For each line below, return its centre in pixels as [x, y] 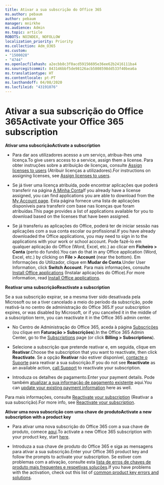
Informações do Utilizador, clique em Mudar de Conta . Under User [79, 262]
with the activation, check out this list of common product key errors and [85, 472]
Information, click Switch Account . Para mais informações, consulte [81, 268]
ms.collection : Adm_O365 [30, 46]
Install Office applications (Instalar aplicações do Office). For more [78, 273]
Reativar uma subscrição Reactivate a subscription [58, 287]
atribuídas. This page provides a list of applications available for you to [83, 211]
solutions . [22, 478]
